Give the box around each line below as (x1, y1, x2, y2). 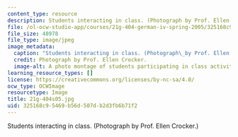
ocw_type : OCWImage (7, 83, 65, 90)
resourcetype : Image (7, 89, 69, 96)
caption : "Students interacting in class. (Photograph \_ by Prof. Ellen (13, 50, 230, 57)
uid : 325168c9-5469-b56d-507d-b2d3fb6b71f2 (7, 102, 138, 109)
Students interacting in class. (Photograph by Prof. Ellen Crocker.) (7, 121, 199, 130)
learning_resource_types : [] (7, 69, 93, 76)
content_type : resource (7, 10, 78, 18)
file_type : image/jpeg (7, 37, 74, 44)
